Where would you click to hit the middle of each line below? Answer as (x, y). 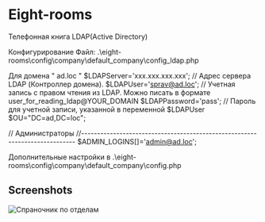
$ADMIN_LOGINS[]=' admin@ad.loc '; (137, 141)
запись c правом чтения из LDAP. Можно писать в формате (109, 92)
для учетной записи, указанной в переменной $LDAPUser (107, 109)
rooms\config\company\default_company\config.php (95, 165)
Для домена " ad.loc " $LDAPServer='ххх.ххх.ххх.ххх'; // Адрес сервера (130, 75)
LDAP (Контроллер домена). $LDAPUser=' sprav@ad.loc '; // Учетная (122, 84)
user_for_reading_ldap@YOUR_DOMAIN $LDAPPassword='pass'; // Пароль (132, 101)
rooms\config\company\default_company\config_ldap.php (104, 60)
